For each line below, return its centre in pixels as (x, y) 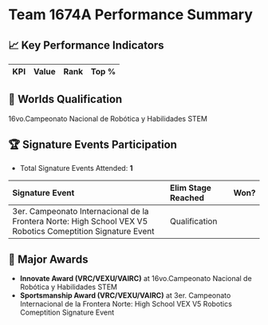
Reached (187, 197)
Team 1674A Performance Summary (130, 15)
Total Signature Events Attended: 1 (76, 168)
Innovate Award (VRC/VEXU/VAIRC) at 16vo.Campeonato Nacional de (136, 279)
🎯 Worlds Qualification (65, 99)
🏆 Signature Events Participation (93, 145)
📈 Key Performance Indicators (87, 45)
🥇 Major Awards (48, 260)
